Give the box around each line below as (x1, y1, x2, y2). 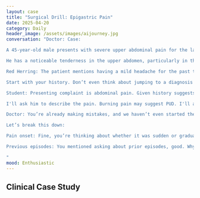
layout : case (6, 8, 39, 15)
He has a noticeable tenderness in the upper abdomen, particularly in (6, 58, 187, 64)
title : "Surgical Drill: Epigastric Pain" (6, 14, 113, 20)
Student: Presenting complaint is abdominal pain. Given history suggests (6, 90, 196, 96)
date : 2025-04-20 (6, 20, 49, 26)
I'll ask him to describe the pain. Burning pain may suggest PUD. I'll (6, 100, 190, 107)
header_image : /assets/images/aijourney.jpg (6, 31, 118, 37)
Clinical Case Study (6, 182, 80, 192)
